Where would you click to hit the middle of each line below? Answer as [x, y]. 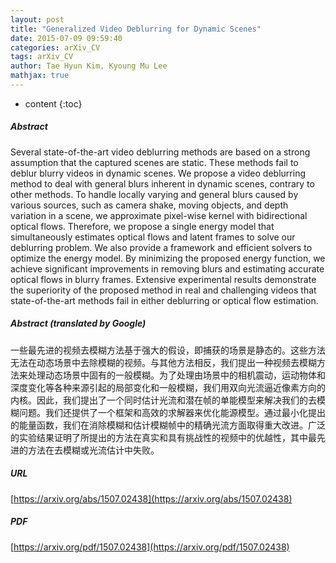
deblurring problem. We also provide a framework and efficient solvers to [161, 247]
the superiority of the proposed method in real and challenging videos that [163, 290]
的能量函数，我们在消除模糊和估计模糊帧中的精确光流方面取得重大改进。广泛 [168, 425]
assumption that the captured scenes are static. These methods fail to [154, 162]
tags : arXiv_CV [42, 57]
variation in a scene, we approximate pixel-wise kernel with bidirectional [159, 215]
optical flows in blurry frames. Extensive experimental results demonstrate [163, 279]
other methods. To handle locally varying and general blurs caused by [154, 194]
